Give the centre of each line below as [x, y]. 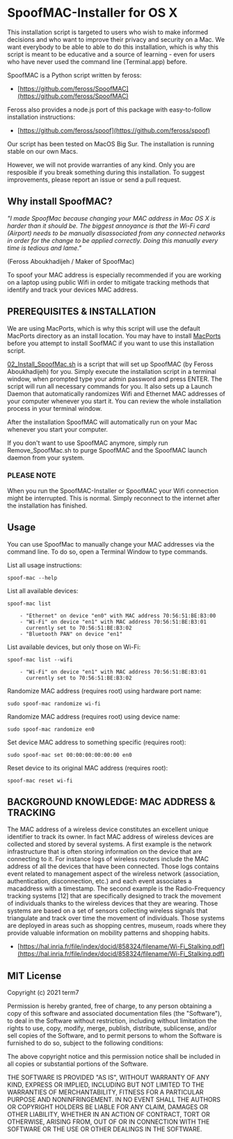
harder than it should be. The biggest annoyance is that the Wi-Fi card [109, 226]
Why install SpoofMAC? [60, 202]
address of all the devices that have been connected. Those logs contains [113, 866]
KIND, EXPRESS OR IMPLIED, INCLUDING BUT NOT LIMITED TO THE [106, 1085]
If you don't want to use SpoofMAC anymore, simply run [88, 443]
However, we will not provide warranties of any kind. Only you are [101, 164]
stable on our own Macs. [43, 151]
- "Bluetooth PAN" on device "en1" [71, 634]
